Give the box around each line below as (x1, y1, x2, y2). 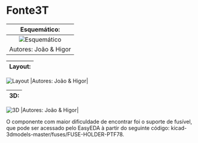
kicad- (170, 124, 187, 132)
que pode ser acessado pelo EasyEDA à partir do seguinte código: (6, 124, 170, 132)
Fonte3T (6, 4, 49, 17)
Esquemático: (20, 25, 60, 34)
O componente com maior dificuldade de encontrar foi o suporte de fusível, (6, 118, 193, 125)
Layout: (9, 62, 31, 71)
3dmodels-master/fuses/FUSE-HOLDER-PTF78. (6, 130, 124, 138)
